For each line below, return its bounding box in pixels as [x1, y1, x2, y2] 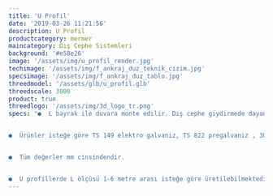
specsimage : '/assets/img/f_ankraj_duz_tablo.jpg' [8, 72, 184, 80]
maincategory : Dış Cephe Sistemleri [8, 42, 132, 50]
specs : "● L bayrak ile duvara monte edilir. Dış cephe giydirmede [8, 110, 245, 118]
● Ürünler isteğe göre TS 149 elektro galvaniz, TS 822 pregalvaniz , [8, 131, 256, 140]
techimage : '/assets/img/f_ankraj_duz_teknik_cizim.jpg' [8, 65, 206, 73]
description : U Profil [8, 27, 85, 35]
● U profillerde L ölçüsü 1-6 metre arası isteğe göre [8, 175, 201, 183]
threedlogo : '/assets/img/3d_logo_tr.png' [8, 102, 154, 110]
